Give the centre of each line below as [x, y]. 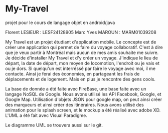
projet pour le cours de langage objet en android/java [60, 22]
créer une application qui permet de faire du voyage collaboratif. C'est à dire [84, 47]
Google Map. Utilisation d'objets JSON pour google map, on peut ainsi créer [83, 99]
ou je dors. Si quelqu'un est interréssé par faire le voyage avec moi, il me [80, 68]
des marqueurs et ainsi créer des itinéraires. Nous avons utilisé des [74, 104]
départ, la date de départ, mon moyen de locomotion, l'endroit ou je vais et [82, 63]
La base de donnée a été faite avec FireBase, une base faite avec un [76, 88]
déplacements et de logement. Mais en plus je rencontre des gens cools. [80, 79]
